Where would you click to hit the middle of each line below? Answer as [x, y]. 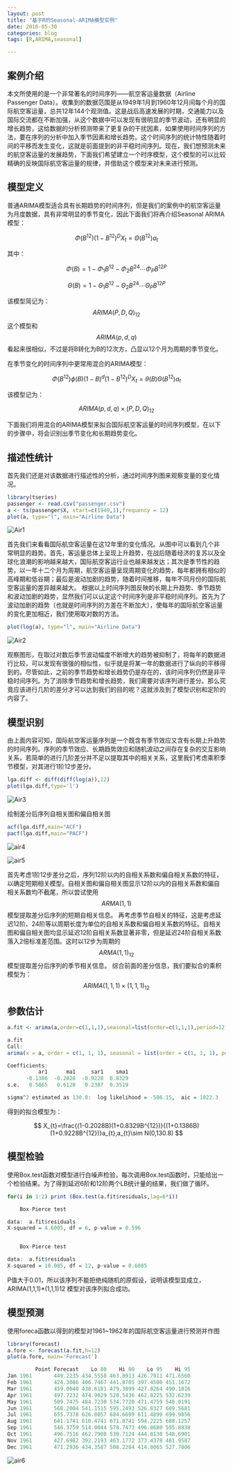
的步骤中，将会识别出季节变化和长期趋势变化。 [74, 434]
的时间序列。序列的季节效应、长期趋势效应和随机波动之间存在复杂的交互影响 [116, 749]
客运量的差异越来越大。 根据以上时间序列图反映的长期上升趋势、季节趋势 [117, 588]
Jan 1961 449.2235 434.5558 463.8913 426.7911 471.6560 [99, 1376]
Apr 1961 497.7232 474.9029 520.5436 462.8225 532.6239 [99, 1395]
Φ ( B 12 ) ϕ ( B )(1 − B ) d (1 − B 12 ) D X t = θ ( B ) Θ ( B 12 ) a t [116, 379]
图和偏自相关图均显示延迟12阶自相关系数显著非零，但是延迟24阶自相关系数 [114, 932]
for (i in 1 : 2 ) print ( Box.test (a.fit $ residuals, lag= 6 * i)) [93, 1196]
